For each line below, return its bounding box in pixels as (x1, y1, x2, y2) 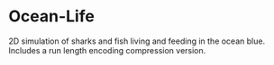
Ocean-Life (8, 6, 96, 27)
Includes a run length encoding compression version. (8, 45, 206, 55)
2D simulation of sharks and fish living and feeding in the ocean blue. (8, 36, 266, 46)
